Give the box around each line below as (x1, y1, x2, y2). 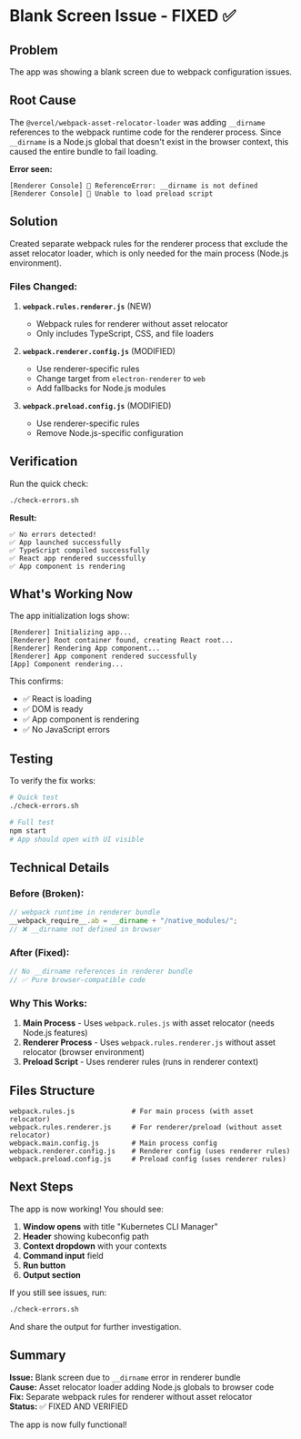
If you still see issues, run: (9, 1287, 107, 1298)
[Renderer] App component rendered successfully (9, 652, 197, 661)
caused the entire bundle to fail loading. (9, 146, 158, 157)
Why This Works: (9, 997, 88, 1009)
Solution (9, 214, 58, 229)
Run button (22, 1260, 66, 1271)
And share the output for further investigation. (9, 1321, 182, 1332)
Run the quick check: (9, 478, 89, 489)
